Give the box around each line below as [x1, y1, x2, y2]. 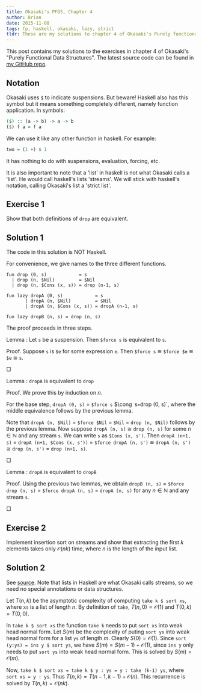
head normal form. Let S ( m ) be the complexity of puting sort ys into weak [6, 628, 190, 635]
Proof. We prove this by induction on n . [6, 389, 103, 396]
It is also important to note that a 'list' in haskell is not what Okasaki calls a [6, 169, 190, 176]
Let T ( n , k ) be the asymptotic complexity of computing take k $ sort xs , [6, 597, 187, 604]
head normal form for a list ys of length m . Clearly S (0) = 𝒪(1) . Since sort [6, 634, 186, 641]
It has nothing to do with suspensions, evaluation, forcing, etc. [6, 157, 161, 164]
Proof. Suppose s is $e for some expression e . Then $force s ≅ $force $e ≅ [6, 348, 194, 355]
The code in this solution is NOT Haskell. [6, 248, 107, 256]
